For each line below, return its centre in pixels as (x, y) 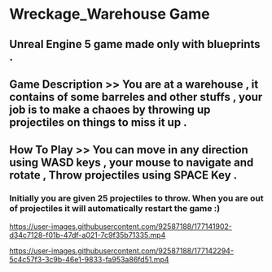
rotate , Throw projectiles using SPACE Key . (123, 175)
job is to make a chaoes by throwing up (110, 109)
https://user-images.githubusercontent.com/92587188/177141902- (121, 226)
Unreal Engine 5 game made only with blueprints (135, 44)
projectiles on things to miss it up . (98, 122)
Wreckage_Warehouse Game (110, 14)
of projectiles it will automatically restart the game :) (115, 209)
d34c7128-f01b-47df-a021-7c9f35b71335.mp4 (88, 235)
